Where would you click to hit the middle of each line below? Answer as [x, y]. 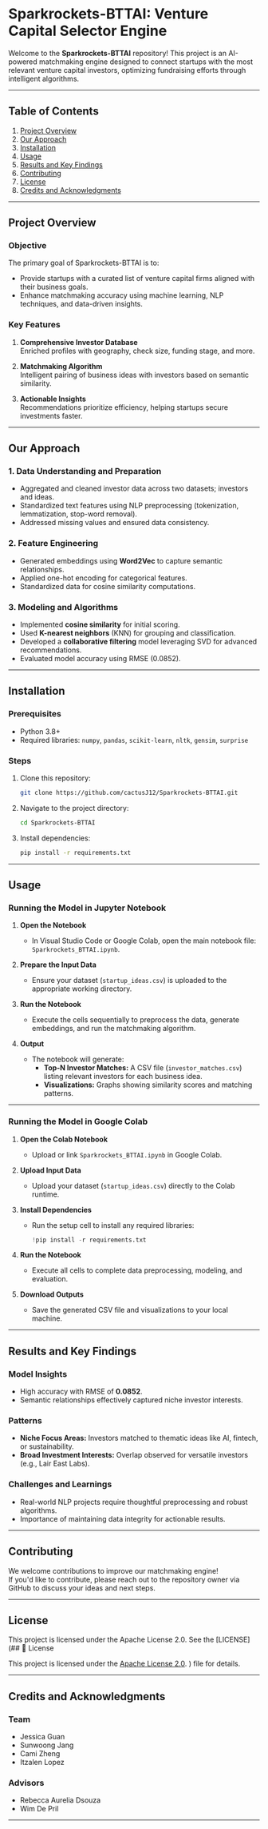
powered [23, 62]
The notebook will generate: [78, 1059]
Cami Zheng [40, 1754]
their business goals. [54, 287]
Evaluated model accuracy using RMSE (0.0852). [100, 659]
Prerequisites [35, 714]
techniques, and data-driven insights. [81, 304]
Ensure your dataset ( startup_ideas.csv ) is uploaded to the [129, 981]
